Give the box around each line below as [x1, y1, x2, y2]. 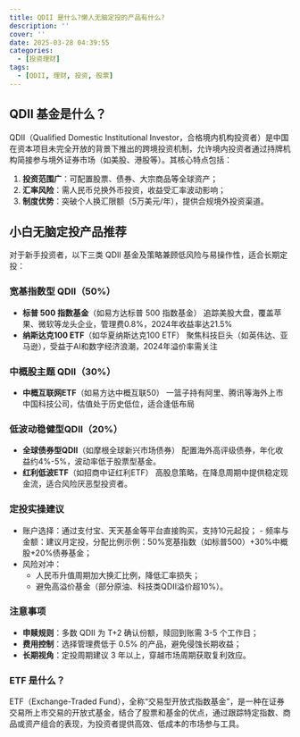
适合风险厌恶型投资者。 [46, 479, 132, 490]
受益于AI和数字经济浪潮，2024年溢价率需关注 [49, 340, 218, 351]
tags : [9, 63, 29, 72]
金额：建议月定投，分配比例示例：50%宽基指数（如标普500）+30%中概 [21, 536, 288, 547]
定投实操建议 [9, 503, 65, 515]
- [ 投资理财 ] [17, 54, 61, 63]
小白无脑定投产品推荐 [9, 224, 127, 239]
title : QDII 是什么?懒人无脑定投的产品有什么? [9, 13, 165, 22]
